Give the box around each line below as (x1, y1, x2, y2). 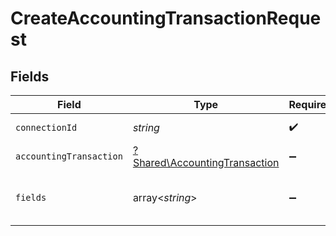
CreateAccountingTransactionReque (10, 7, 322, 30)
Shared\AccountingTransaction (132, 156, 280, 169)
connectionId (15, 122, 78, 133)
